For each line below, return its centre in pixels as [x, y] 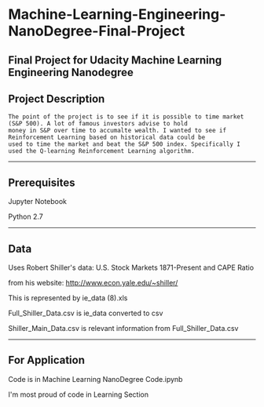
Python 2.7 [26, 216]
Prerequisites [42, 182]
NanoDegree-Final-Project [97, 31]
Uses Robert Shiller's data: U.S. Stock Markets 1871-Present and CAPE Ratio [131, 267]
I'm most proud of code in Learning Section [79, 394]
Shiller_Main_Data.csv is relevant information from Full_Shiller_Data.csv [123, 329]
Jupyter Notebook [38, 202]
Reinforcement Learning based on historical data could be [107, 138]
